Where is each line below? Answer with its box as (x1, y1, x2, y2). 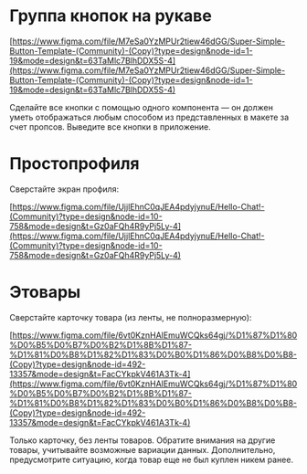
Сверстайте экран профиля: (9, 184, 120, 195)
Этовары (9, 282, 81, 302)
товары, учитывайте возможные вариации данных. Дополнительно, (9, 444, 276, 455)
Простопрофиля (9, 153, 140, 174)
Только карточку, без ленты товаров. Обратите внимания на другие (9, 435, 276, 446)
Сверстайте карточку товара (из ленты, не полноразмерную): (9, 311, 252, 322)
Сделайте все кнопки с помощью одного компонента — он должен (9, 101, 274, 112)
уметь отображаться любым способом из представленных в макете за (9, 111, 290, 122)
